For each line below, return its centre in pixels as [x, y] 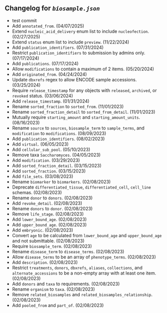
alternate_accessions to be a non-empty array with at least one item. [84, 273]
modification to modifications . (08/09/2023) [59, 133]
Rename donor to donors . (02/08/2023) [52, 198]
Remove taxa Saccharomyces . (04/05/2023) [56, 155]
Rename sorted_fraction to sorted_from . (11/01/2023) [68, 106]
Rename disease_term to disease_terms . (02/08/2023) [68, 251]
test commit [24, 20]
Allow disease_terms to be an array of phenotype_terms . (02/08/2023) [84, 257]
